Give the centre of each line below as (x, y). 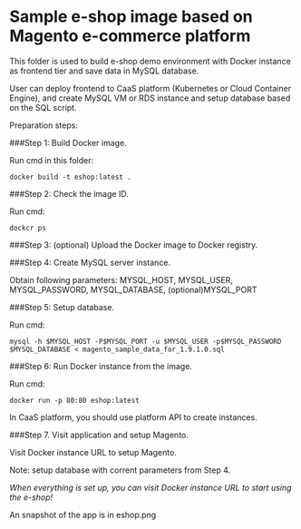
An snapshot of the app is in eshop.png (83, 514)
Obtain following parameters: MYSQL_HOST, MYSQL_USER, (121, 279)
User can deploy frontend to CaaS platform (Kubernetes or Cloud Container (150, 88)
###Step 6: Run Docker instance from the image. (101, 366)
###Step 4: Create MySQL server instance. (90, 262)
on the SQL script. (43, 107)
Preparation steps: (44, 125)
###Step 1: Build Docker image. (68, 142)
